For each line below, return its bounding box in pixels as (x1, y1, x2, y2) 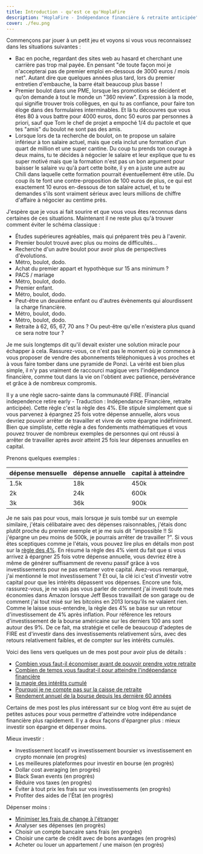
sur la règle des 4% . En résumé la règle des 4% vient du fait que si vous (6, 546, 186, 554)
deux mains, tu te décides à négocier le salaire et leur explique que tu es (14, 151, 196, 159)
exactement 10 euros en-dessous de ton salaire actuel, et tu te (14, 184, 171, 191)
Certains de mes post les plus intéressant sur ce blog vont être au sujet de (6, 704, 192, 712)
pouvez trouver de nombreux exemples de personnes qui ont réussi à (6, 430, 179, 437)
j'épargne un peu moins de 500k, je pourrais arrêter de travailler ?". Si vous (6, 534, 193, 541)
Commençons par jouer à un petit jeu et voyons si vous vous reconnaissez (6, 37, 192, 44)
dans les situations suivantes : (6, 43, 82, 50)
